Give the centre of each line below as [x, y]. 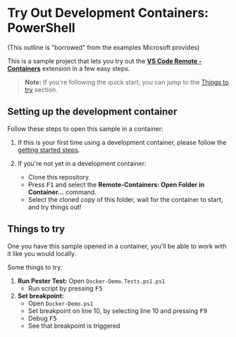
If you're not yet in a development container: [82, 163]
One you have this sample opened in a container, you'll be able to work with [117, 246]
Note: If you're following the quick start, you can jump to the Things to [126, 82]
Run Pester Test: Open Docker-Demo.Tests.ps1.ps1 [91, 281]
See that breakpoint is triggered [74, 326]
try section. [41, 89]
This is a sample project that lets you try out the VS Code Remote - [105, 61]
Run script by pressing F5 [66, 288]
